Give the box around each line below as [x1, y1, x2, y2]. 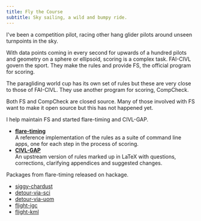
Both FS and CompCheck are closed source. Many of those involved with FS [6, 97, 195, 105]
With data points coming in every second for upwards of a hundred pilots [6, 49, 187, 56]
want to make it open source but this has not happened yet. [6, 104, 154, 111]
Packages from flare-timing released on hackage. [6, 171, 129, 178]
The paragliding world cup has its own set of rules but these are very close [6, 79, 191, 87]
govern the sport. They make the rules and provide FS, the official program [6, 61, 191, 69]
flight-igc [14, 202, 38, 209]
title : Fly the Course [6, 8, 63, 15]
